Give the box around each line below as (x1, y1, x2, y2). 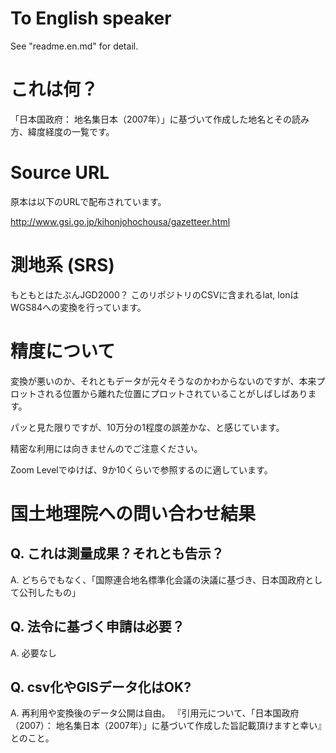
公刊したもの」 (18, 586, 81, 598)
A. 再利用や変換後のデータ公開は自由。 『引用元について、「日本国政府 (10, 707, 300, 719)
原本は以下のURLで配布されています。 (10, 195, 167, 207)
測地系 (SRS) (10, 254, 115, 276)
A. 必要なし (10, 647, 57, 659)
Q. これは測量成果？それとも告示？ (10, 545, 225, 562)
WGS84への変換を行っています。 (10, 301, 147, 313)
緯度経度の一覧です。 (27, 125, 115, 137)
